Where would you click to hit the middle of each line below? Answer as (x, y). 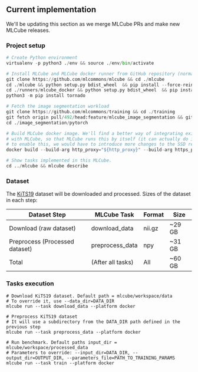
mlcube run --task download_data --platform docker (71, 306)
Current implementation (51, 10)
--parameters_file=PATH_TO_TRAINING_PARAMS (121, 358)
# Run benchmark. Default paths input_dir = (62, 342)
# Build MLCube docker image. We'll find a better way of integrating (95, 133)
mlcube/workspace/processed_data (47, 347)
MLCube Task (114, 215)
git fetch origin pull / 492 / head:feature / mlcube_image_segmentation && (95, 117)
